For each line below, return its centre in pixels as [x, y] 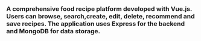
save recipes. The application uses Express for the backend [96, 24]
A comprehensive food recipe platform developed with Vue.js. [99, 9]
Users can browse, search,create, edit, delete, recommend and [101, 16]
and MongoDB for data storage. [53, 31]
